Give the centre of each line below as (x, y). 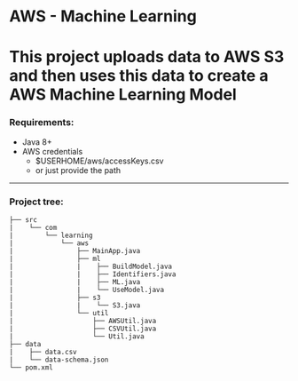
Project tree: (36, 202)
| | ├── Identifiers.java (93, 274)
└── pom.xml (31, 367)
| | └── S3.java (75, 305)
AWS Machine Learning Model (123, 95)
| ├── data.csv (43, 352)
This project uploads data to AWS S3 (147, 57)
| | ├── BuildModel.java (91, 266)
